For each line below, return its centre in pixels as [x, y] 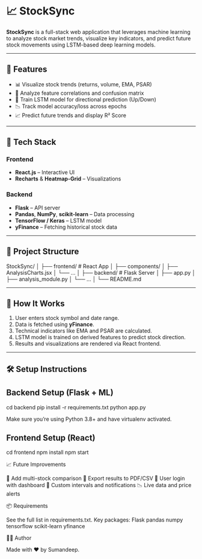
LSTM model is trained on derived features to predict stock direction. [100, 337]
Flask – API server [38, 208]
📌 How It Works [35, 303]
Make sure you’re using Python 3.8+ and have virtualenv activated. [89, 419]
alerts [13, 494]
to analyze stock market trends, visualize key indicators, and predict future [99, 38]
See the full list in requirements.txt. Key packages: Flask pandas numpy [95, 520]
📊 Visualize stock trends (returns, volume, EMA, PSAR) [83, 84]
